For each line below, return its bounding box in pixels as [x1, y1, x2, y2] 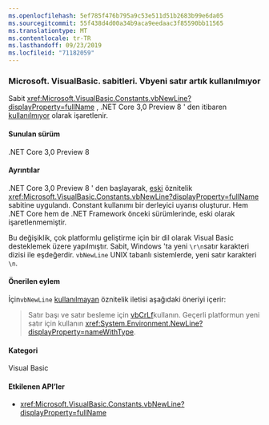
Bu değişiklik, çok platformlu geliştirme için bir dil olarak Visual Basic [8, 233, 234, 242]
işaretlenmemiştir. [8, 217, 67, 227]
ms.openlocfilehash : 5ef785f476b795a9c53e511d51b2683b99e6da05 [8, 11, 224, 20]
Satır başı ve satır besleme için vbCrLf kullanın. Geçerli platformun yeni [27, 310, 260, 319]
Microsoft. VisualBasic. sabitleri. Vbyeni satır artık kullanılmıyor [8, 75, 262, 87]
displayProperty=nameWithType [27, 326, 134, 337]
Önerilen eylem [8, 277, 61, 286]
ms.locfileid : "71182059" [8, 49, 94, 57]
